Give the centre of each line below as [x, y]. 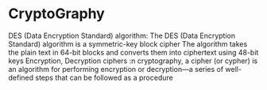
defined [21, 77]
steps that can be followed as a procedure [104, 77]
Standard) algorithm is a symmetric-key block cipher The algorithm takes [128, 43]
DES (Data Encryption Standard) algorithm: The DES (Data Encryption [122, 36]
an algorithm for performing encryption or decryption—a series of [116, 69]
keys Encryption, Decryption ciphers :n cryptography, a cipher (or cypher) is [133, 61]
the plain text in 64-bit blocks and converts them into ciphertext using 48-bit [133, 52]
